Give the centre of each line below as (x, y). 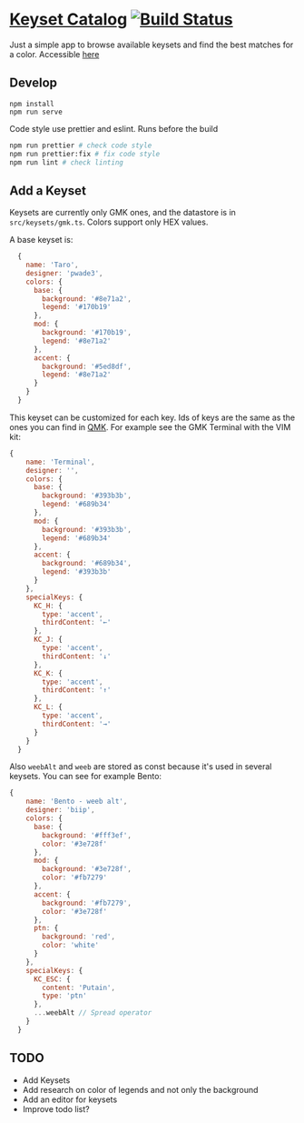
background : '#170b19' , (87, 333)
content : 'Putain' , (79, 988)
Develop (33, 83)
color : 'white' (71, 946)
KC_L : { (48, 707)
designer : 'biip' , (60, 810)
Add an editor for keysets (70, 1099)
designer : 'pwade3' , (64, 273)
